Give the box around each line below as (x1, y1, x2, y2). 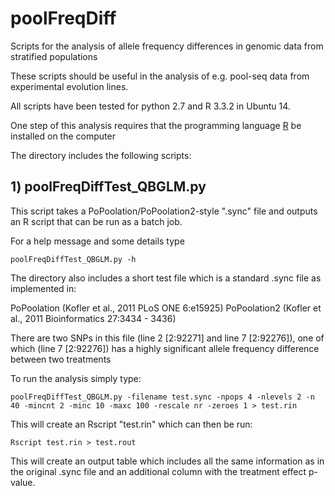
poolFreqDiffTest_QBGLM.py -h (10, 254, 137, 264)
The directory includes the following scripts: (10, 149, 192, 161)
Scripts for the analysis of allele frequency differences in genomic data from (10, 40, 324, 52)
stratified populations (10, 50, 98, 62)
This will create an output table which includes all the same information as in (10, 455, 325, 467)
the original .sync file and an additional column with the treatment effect (10, 465, 307, 477)
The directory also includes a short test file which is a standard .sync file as (10, 272, 322, 284)
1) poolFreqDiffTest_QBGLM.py (10, 178, 207, 196)
